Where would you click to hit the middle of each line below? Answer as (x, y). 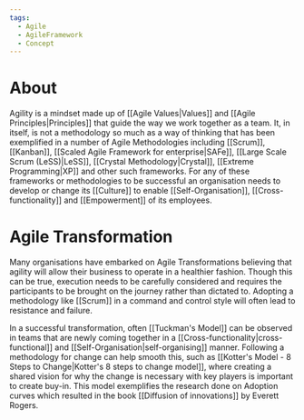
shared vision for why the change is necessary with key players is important (151, 376)
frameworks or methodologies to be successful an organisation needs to (145, 181)
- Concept (36, 43)
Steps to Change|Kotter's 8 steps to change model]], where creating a (141, 367)
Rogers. (24, 405)
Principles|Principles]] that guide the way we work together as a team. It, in (150, 123)
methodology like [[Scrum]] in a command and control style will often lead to (152, 301)
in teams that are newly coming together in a (93, 338)
